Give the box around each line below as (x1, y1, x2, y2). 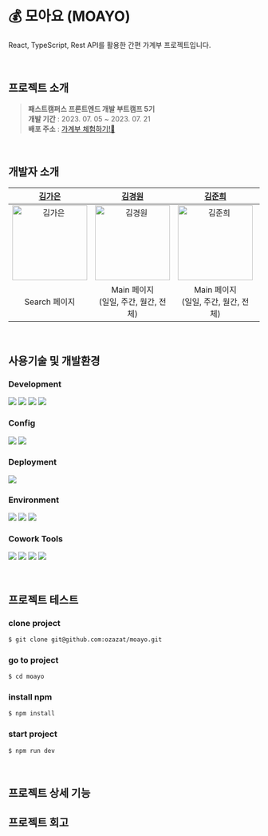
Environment (8, 494, 60, 505)
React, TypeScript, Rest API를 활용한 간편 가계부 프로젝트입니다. (8, 40, 211, 50)
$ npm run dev (8, 747, 56, 755)
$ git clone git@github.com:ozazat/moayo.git (8, 636, 162, 644)
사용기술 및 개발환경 (8, 354, 100, 367)
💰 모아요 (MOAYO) (8, 7, 131, 26)
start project (8, 728, 57, 739)
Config (8, 418, 36, 429)
